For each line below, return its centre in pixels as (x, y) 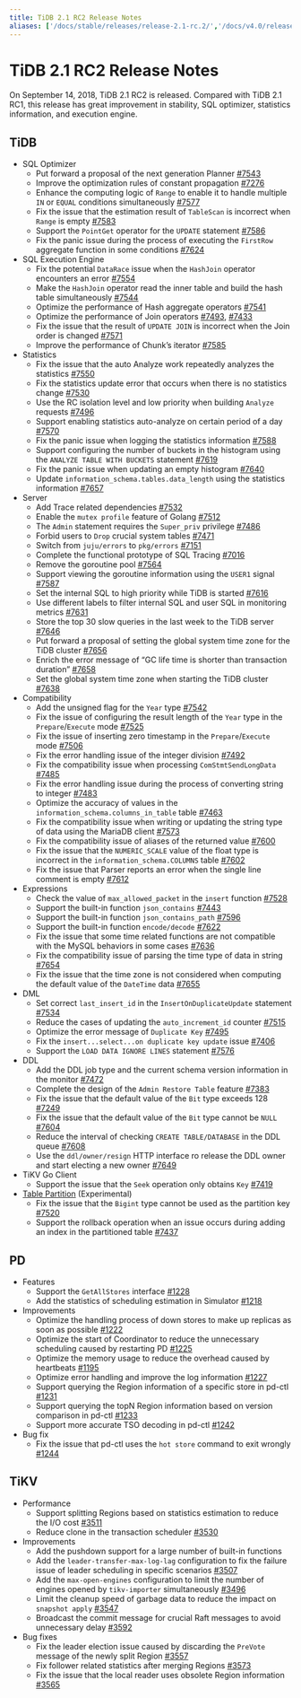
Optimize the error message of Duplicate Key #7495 (132, 1032)
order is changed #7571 (79, 336)
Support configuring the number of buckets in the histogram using (158, 451)
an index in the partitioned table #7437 (107, 1232)
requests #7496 (65, 412)
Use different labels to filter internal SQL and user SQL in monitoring (161, 603)
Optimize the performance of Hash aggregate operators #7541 (151, 307)
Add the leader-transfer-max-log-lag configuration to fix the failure (161, 1560)
